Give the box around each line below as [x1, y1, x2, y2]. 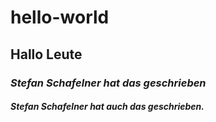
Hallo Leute [10, 46, 83, 63]
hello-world [10, 6, 110, 29]
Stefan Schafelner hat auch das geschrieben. [10, 101, 205, 113]
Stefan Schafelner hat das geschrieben [10, 76, 207, 90]
